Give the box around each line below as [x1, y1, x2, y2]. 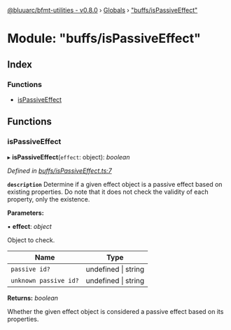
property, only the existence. [7, 194, 90, 203]
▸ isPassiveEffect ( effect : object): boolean [7, 152, 130, 161]
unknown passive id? [10, 277, 79, 284]
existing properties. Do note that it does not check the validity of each [7, 187, 209, 196]
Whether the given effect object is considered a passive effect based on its [7, 307, 224, 315]
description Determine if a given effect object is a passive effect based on [7, 180, 223, 188]
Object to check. [7, 235, 55, 244]
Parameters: [7, 209, 44, 217]
